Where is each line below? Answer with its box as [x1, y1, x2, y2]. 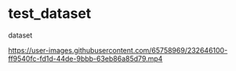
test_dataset [8, 5, 92, 23]
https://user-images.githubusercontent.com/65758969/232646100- [8, 45, 228, 55]
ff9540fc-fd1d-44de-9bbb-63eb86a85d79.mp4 [8, 54, 163, 63]
